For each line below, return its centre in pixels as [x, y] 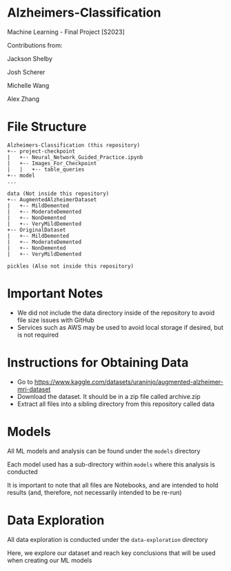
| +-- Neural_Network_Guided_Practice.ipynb [75, 157]
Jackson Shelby [30, 58]
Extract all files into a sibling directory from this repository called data [116, 404]
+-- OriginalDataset [37, 230]
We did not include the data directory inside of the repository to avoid [116, 312]
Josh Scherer [26, 72]
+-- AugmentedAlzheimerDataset [52, 199]
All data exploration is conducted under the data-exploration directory [108, 539]
